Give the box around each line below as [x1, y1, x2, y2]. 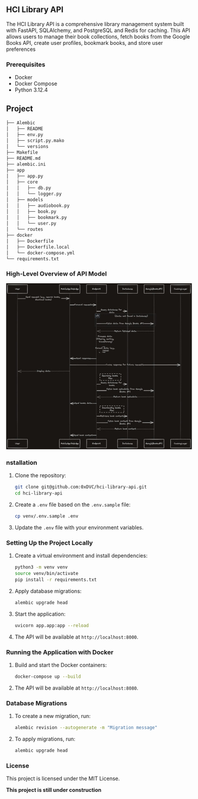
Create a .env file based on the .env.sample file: [14, 501, 131, 508]
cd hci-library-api [14, 490, 63, 496]
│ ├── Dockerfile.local [6, 244, 70, 250]
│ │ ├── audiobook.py [6, 202, 70, 209]
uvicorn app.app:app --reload [14, 622, 90, 629]
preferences [6, 46, 36, 53]
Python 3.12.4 [14, 86, 48, 93]
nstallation [6, 458, 37, 467]
